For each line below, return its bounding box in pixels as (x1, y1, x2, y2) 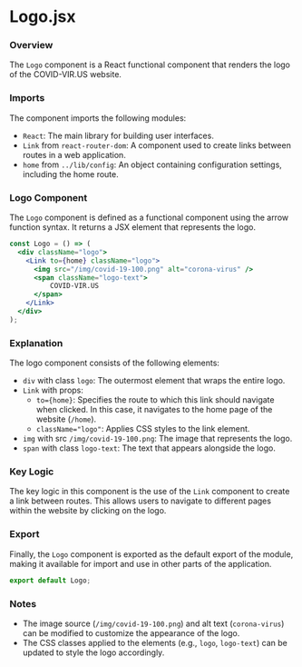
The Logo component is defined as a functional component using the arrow (9, 212, 289, 224)
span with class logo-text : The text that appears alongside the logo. (22, 443, 277, 453)
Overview (9, 39, 54, 52)
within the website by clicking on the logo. (9, 505, 167, 516)
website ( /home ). (35, 413, 97, 424)
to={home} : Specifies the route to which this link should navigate (35, 394, 275, 405)
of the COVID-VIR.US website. (9, 69, 122, 80)
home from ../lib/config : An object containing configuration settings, (22, 159, 283, 170)
